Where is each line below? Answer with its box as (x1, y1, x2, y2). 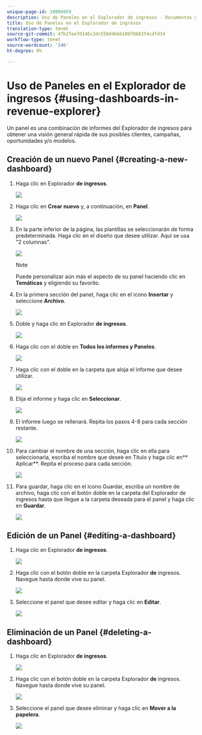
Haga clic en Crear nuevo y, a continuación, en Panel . (15, 202, 149, 210)
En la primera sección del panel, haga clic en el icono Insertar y (15, 290, 173, 298)
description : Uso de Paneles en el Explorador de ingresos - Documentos (7, 14, 192, 20)
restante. (15, 424, 38, 431)
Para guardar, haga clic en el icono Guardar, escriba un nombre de (15, 482, 180, 490)
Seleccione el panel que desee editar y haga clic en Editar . (15, 598, 161, 606)
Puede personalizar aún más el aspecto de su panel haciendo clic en (15, 272, 186, 280)
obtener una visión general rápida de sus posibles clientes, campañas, (7, 130, 181, 138)
